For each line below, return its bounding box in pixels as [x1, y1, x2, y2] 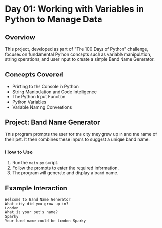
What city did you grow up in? [5, 201, 69, 206]
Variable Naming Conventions [12, 104, 72, 110]
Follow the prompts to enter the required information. [12, 165, 119, 171]
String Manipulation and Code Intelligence [12, 89, 97, 95]
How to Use [5, 149, 33, 155]
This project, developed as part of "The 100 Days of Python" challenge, [5, 46, 149, 52]
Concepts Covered [5, 71, 63, 79]
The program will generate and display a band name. [12, 170, 119, 176]
